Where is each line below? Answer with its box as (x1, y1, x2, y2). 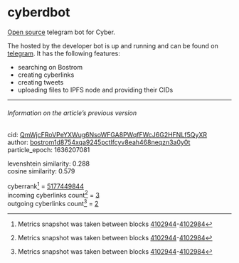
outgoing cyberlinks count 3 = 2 (7, 198, 99, 208)
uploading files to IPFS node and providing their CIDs (17, 85, 174, 94)
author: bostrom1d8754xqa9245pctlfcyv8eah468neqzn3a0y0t (7, 138, 191, 146)
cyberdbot (7, 4, 70, 21)
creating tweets (17, 77, 64, 86)
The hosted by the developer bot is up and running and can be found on (7, 41, 218, 50)
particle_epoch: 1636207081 (7, 146, 90, 154)
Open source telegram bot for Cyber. (7, 28, 116, 36)
